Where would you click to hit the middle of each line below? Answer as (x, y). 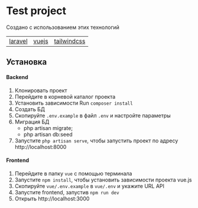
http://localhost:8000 (40, 147)
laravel (18, 41)
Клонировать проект (41, 90)
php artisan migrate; (48, 128)
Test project (36, 11)
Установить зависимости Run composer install (74, 103)
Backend (17, 77)
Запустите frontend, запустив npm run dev (67, 192)
